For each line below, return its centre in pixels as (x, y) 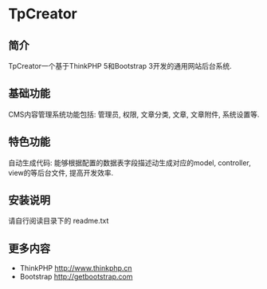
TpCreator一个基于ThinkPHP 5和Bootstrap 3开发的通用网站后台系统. (120, 66)
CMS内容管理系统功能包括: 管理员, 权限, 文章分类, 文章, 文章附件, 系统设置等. (134, 114)
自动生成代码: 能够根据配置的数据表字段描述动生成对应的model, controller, (130, 162)
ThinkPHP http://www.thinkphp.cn (76, 268)
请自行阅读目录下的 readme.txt (59, 221)
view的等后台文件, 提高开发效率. (61, 172)
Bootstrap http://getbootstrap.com (76, 277)
